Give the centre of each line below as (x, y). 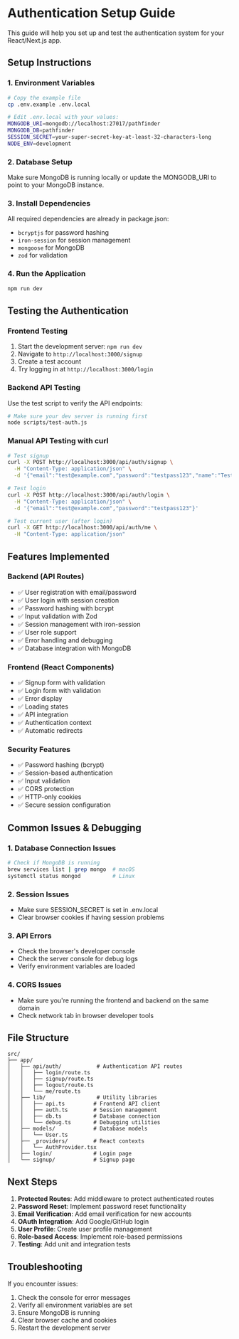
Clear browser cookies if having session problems (91, 917)
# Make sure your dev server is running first (78, 416)
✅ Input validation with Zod (57, 616)
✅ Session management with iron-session (79, 624)
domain (29, 1007)
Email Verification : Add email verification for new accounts (105, 1214)
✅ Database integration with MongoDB (74, 648)
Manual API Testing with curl (58, 441)
